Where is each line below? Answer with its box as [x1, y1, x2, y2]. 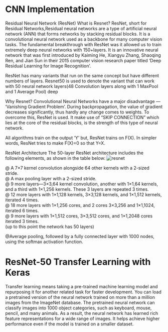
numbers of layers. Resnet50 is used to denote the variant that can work [5, 78, 154, 84]
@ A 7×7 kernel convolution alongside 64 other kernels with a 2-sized [5, 165, 149, 171]
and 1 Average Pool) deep [5, 88, 59, 94]
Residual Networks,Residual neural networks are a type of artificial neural [5, 25, 157, 31]
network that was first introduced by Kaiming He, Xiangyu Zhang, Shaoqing [5, 52, 161, 58]
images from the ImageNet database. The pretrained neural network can [5, 299, 155, 305]
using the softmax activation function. [5, 239, 84, 245]
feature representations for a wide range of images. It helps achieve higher [5, 315, 160, 321]
